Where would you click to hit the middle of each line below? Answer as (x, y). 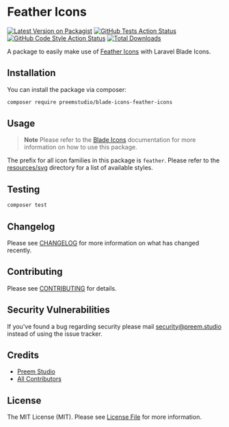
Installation (31, 73)
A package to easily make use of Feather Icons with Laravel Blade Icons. (109, 51)
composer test (27, 205)
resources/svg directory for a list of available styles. (80, 168)
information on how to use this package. (81, 147)
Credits (23, 355)
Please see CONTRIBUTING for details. (62, 288)
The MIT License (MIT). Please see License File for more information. (104, 417)
